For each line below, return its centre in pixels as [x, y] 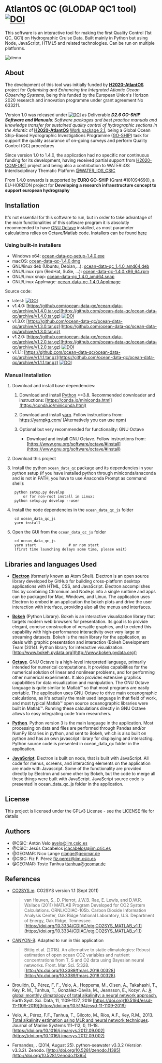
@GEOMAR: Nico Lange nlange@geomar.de [56, 853]
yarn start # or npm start [57, 545]
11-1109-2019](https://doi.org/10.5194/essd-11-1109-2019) [69, 1006]
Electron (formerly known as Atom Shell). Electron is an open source [80, 576]
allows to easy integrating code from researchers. [62, 713]
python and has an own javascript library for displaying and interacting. [83, 738]
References [23, 879]
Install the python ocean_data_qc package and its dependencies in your [82, 468]
